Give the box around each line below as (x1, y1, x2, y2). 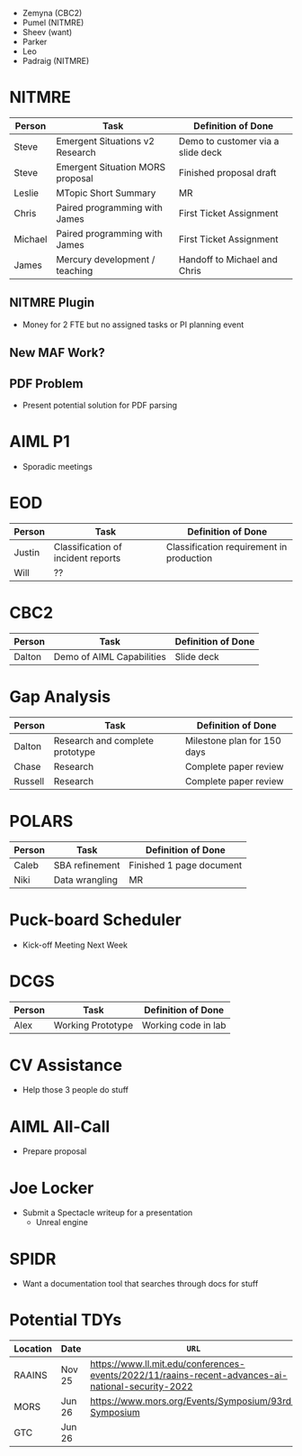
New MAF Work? (9, 345, 106, 361)
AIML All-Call (9, 1116, 111, 1137)
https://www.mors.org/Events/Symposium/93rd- (89, 1395, 298, 1407)
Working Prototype (53, 1019, 133, 1031)
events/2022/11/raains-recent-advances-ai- (89, 1369, 288, 1382)
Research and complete (53, 734, 155, 746)
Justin (13, 545, 40, 558)
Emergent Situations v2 (56, 134, 155, 147)
